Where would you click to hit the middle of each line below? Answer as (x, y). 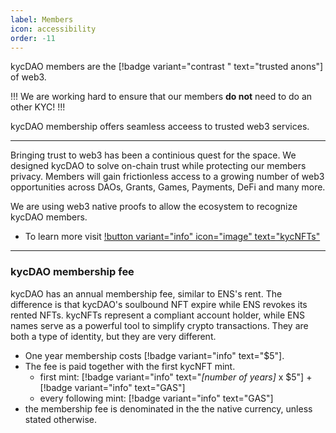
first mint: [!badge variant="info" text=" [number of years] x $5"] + (176, 377)
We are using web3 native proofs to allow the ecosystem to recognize (154, 207)
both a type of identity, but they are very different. (113, 336)
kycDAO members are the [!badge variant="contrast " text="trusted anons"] (167, 67)
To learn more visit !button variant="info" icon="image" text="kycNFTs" (172, 237)
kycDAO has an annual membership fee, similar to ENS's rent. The (146, 293)
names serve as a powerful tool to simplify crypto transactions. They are (159, 325)
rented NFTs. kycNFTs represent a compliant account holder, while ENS (158, 315)
